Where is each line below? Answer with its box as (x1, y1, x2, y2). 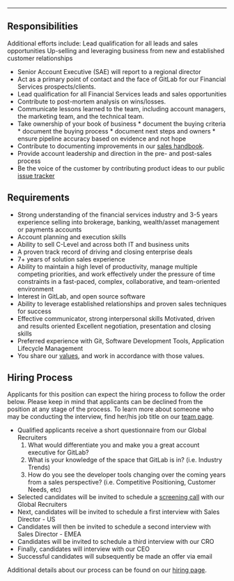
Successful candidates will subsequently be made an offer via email (17, 552, 212, 561)
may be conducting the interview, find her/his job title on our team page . (7, 413, 214, 421)
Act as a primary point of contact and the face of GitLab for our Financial (17, 75, 226, 83)
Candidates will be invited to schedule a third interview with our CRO (17, 538, 214, 546)
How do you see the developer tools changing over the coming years (27, 471, 226, 479)
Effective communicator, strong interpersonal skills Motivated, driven (17, 314, 215, 322)
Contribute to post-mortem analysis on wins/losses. (17, 97, 166, 106)
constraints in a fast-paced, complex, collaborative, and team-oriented (17, 277, 221, 285)
